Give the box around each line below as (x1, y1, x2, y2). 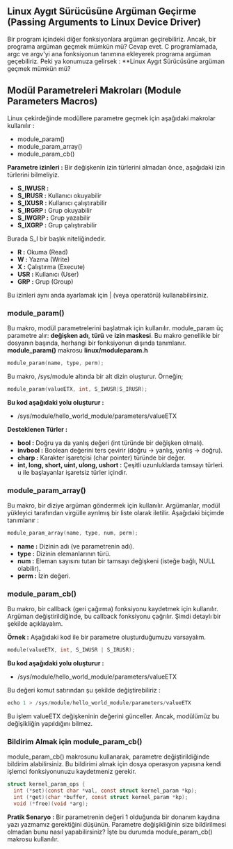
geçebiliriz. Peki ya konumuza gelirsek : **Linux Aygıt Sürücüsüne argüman (7, 57, 225, 65)
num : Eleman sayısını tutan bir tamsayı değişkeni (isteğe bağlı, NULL (17, 556, 216, 565)
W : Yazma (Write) (17, 255, 70, 264)
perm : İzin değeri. (17, 572, 71, 580)
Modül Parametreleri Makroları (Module (7, 85, 182, 97)
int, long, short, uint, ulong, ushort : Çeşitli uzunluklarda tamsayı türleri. (17, 460, 225, 469)
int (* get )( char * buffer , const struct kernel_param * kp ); (13, 793, 188, 800)
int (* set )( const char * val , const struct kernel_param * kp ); (13, 787, 198, 795)
